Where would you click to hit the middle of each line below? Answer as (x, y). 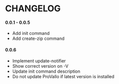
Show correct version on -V (40, 66)
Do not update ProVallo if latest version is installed (63, 76)
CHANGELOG (33, 9)
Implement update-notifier (39, 61)
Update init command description (46, 71)
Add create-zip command (39, 39)
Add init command (31, 33)
